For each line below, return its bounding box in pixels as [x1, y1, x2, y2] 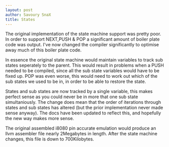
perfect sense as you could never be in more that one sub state [5, 94, 138, 100]
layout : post [5, 7, 33, 13]
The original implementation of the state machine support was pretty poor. [5, 31, 161, 37]
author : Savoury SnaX [5, 12, 51, 17]
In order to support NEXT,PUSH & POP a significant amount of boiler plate [5, 36, 160, 42]
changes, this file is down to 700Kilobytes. [5, 136, 94, 142]
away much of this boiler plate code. [5, 47, 82, 53]
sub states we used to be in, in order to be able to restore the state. [5, 78, 146, 84]
